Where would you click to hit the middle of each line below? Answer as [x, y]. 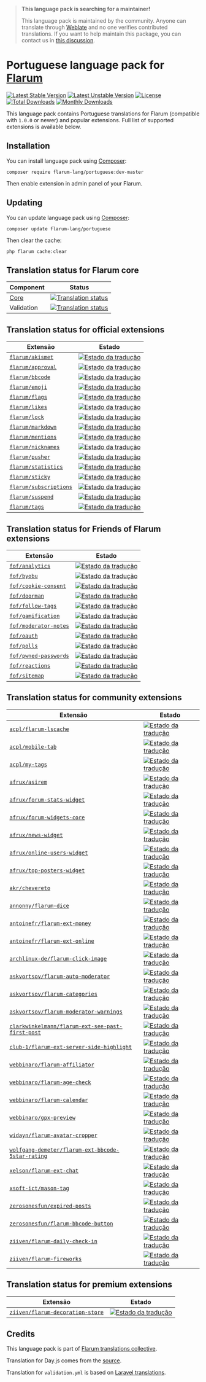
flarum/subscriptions [41, 487]
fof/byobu [24, 576]
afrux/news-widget [36, 835]
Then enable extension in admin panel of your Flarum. [74, 183]
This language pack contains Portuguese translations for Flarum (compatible [103, 114]
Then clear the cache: [34, 240]
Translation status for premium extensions [90, 1285]
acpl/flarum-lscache [39, 729]
